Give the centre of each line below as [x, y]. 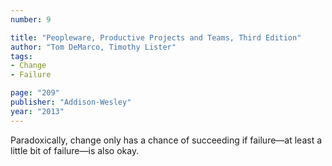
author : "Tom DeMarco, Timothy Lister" [93, 47]
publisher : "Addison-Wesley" [71, 102]
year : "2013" [37, 111]
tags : [21, 56]
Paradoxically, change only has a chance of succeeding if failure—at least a [166, 140]
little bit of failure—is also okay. [75, 150]
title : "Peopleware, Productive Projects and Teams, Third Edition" [156, 37]
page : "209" [35, 93]
